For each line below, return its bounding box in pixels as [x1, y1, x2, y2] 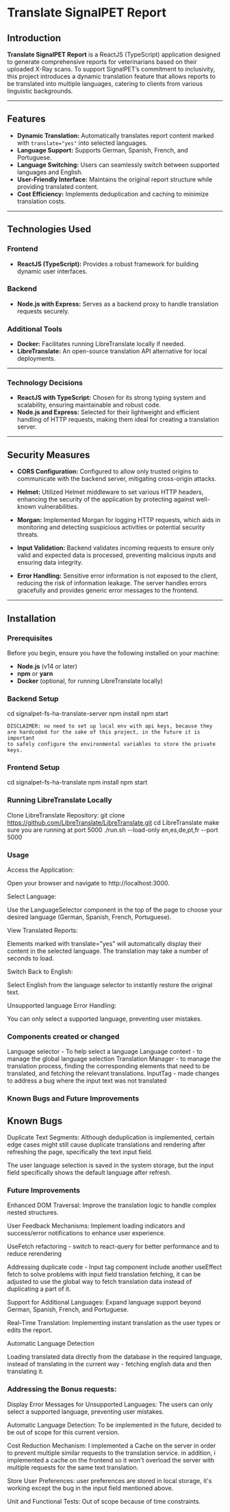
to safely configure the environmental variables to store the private [7, 741, 216, 748]
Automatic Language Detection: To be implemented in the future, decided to [7, 1421, 222, 1429]
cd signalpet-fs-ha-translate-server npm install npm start [7, 710, 169, 718]
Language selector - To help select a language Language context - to [7, 1048, 203, 1056]
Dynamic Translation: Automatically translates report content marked [16, 131, 214, 139]
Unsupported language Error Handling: [7, 1002, 116, 1010]
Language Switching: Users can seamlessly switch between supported [16, 160, 220, 169]
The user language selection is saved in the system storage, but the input [7, 1161, 214, 1169]
